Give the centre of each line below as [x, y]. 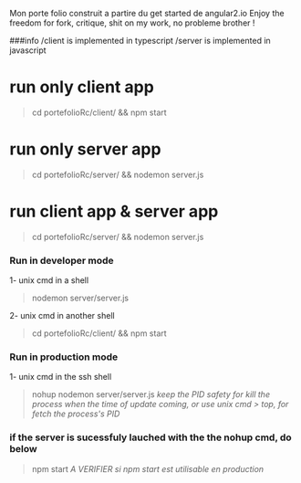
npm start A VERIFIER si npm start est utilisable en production [148, 468]
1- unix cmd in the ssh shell [61, 377]
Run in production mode [64, 357]
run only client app [82, 87]
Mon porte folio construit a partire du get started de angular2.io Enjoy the [147, 13]
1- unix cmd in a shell [49, 280]
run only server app [85, 149]
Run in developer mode [62, 260]
